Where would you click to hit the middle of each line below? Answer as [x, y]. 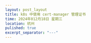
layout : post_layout [26, 10]
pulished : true [21, 28]
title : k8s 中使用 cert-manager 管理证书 [45, 14]
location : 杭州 [20, 23]
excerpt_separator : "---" [31, 33]
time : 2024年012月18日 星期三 [34, 19]
